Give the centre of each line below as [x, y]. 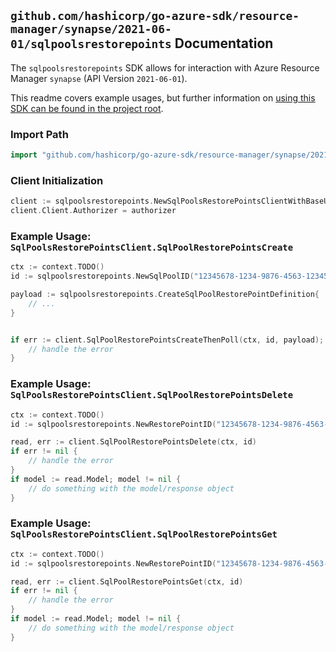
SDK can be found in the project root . [87, 108]
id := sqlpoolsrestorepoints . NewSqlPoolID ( [102, 276]
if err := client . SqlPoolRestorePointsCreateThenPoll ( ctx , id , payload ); [167, 340]
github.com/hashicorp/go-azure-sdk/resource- [155, 16]
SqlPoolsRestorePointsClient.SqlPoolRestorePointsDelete [152, 395]
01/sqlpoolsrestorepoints [91, 44]
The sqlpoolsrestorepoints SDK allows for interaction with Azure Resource [165, 67]
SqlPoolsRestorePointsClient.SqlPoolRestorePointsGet [144, 534]
